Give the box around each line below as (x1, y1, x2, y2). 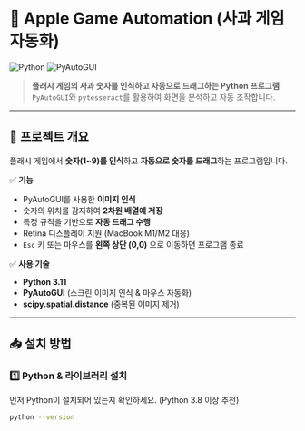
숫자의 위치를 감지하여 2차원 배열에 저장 (22, 205, 163, 216)
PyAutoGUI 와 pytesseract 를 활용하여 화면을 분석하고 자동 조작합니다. (31, 92, 276, 103)
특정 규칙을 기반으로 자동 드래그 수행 (22, 216, 152, 227)
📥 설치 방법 (9, 337, 72, 352)
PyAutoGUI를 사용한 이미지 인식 (22, 193, 136, 204)
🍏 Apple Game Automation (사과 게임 (9, 8, 285, 29)
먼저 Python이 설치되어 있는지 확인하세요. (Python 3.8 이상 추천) (9, 395, 240, 406)
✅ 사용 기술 (9, 258, 50, 269)
